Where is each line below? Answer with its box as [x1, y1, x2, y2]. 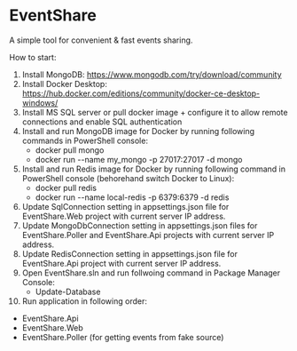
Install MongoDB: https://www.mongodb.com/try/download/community [21, 68, 282, 80]
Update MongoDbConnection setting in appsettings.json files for [21, 219, 258, 231]
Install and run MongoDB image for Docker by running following [21, 125, 255, 136]
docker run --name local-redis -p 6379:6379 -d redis [35, 192, 230, 203]
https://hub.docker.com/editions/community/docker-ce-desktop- [21, 88, 261, 99]
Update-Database [35, 286, 101, 297]
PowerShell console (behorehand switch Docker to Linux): [21, 172, 235, 183]
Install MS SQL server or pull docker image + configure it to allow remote [21, 107, 288, 117]
